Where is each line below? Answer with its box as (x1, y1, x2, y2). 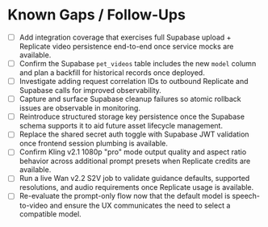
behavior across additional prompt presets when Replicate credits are (19, 156, 251, 166)
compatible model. (19, 208, 82, 219)
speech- (232, 191, 260, 201)
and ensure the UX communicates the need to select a (49, 200, 231, 210)
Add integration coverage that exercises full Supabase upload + (19, 32, 232, 42)
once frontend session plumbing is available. (19, 139, 169, 149)
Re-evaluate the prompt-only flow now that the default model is (19, 191, 231, 201)
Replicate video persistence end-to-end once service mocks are (19, 42, 234, 51)
